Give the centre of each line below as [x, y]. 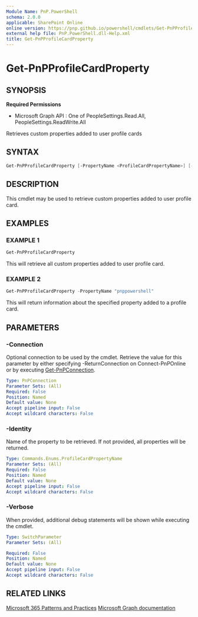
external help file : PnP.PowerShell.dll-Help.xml [68, 34]
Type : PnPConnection [32, 380]
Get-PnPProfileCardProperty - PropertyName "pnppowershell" [80, 291]
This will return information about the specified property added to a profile [96, 303]
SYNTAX [23, 152]
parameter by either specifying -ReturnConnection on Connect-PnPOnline [96, 363]
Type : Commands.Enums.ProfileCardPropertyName [64, 459]
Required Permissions [34, 104]
